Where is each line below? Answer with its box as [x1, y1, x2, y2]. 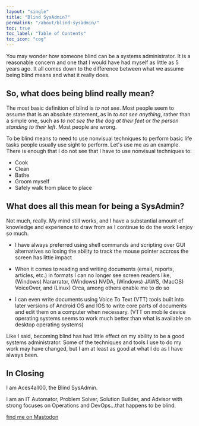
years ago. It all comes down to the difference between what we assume [6, 65, 184, 72]
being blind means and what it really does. [6, 72, 110, 78]
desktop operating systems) [14, 321, 84, 328]
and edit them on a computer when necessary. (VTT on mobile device [14, 308, 186, 315]
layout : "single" [6, 8, 49, 15]
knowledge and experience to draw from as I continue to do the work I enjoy [6, 223, 193, 230]
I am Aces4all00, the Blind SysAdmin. [6, 384, 98, 392]
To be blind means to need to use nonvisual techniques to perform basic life [6, 135, 192, 142]
